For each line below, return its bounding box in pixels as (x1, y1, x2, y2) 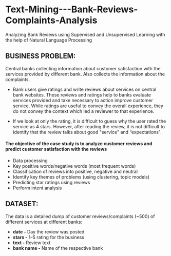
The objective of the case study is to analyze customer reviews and (5, 141, 153, 147)
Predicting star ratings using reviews (12, 179, 90, 185)
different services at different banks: (5, 219, 83, 225)
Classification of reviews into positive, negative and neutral (12, 168, 138, 174)
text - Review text (12, 240, 51, 246)
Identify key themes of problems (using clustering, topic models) (12, 173, 150, 180)
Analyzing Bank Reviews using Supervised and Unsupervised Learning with (5, 31, 165, 37)
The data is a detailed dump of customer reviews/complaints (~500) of (5, 213, 155, 219)
